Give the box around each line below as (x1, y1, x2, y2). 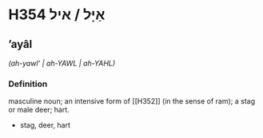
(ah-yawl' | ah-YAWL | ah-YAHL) (8, 58, 116, 68)
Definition (8, 78, 48, 89)
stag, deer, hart (19, 120, 70, 130)
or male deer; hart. (8, 105, 70, 115)
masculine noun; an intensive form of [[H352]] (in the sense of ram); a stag (8, 97, 256, 106)
